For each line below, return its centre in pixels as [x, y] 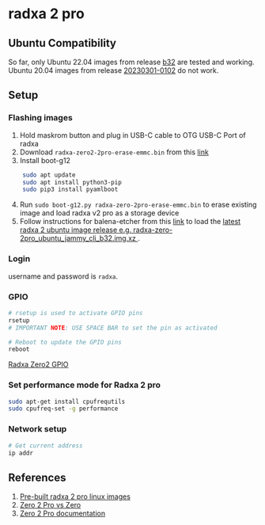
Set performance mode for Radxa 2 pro [84, 385]
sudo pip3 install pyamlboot [70, 190]
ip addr [21, 453]
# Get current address [45, 445]
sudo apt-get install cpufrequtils [67, 401]
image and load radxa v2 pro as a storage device [99, 213]
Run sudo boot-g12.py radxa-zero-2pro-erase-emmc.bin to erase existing [138, 205]
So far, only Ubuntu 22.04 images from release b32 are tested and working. [131, 62]
